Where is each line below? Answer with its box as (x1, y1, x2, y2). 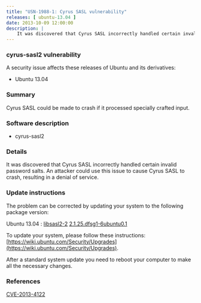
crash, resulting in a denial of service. (6, 174, 99, 181)
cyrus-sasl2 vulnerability (6, 51, 81, 59)
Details (6, 147, 28, 156)
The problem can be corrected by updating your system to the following (6, 202, 184, 209)
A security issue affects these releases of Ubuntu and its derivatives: (6, 64, 176, 72)
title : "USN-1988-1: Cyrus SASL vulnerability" (6, 8, 127, 15)
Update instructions (6, 188, 66, 197)
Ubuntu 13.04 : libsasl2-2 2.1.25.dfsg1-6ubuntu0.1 (6, 220, 127, 227)
